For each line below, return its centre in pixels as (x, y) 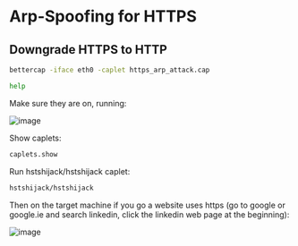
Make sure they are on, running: (68, 103)
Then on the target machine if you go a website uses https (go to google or (148, 205)
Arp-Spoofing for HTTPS (103, 17)
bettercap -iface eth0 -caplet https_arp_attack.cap (110, 70)
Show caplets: (35, 138)
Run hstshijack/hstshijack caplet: (70, 171)
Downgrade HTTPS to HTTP (88, 50)
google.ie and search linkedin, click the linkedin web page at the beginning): (149, 214)
